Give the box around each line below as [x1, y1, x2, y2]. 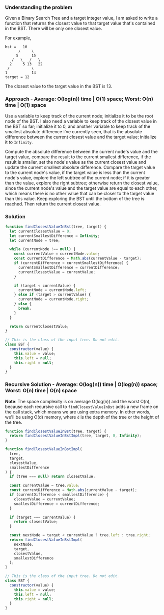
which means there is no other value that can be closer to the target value [5, 190, 155, 196]
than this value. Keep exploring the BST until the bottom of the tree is [5, 196, 145, 202]
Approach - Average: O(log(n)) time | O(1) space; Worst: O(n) [5, 95, 154, 102]
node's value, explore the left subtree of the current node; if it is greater [5, 175, 150, 180]
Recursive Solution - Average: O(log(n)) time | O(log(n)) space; [5, 381, 158, 388]
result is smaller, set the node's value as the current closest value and [5, 159, 146, 165]
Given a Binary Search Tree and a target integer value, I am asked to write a [5, 15, 158, 21]
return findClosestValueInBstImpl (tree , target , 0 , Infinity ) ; [9, 433, 142, 439]
